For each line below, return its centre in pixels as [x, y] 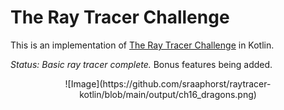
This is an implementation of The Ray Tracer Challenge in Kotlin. [142, 45]
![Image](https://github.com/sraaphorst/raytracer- [168, 83]
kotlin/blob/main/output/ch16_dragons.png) [168, 94]
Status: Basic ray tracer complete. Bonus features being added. [141, 64]
